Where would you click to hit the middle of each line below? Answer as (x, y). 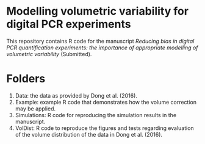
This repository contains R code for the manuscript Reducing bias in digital (100, 41)
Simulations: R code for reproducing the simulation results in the (96, 115)
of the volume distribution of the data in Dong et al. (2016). (89, 134)
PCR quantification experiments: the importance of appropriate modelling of (102, 48)
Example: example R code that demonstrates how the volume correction (106, 102)
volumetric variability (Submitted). (49, 54)
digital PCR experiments (69, 24)
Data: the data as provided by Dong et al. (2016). (76, 95)
